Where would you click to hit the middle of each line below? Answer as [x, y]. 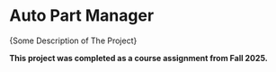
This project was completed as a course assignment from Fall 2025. [138, 58]
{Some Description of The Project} [73, 40]
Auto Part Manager [82, 16]
